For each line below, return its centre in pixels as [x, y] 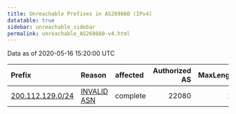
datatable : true [31, 20]
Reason [93, 75]
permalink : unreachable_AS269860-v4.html [69, 33]
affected [129, 75]
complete [130, 96]
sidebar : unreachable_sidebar [52, 27]
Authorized [172, 71]
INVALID [94, 91]
